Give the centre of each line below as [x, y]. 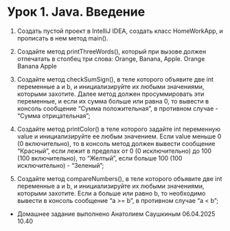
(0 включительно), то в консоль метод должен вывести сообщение [116, 143]
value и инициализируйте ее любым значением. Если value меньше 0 [119, 136]
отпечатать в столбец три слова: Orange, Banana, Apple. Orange [111, 58]
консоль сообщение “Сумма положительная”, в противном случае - [117, 108]
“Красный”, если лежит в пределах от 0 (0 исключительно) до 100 [114, 151]
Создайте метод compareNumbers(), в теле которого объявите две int [119, 178]
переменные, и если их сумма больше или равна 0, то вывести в [113, 101]
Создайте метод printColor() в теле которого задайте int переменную [119, 129]
